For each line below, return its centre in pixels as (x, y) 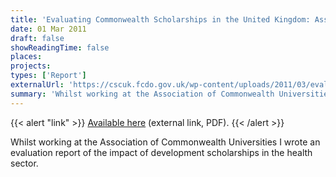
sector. (24, 163)
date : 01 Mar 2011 (48, 29)
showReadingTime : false (60, 47)
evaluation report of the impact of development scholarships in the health (161, 152)
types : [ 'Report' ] (48, 76)
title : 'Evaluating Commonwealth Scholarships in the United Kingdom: (160, 19)
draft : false (37, 38)
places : (26, 57)
